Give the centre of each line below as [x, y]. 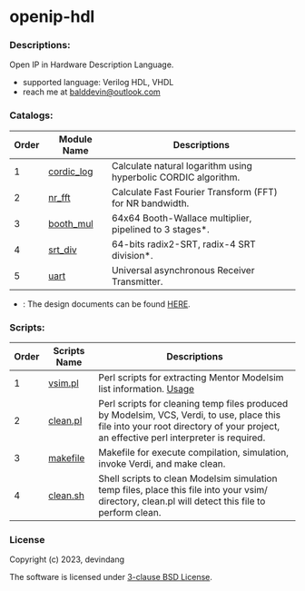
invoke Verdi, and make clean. [162, 464]
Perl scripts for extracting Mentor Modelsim [191, 378]
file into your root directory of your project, [189, 427]
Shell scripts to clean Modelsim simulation [188, 478]
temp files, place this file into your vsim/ [183, 490]
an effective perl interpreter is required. [182, 438]
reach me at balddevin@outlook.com [91, 92]
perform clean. [130, 513]
